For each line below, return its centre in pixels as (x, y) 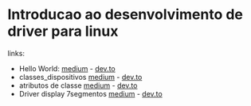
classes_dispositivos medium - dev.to (80, 77)
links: (16, 53)
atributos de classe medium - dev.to (78, 85)
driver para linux (63, 31)
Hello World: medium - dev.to (67, 68)
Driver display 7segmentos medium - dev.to (90, 93)
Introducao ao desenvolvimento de (125, 15)
